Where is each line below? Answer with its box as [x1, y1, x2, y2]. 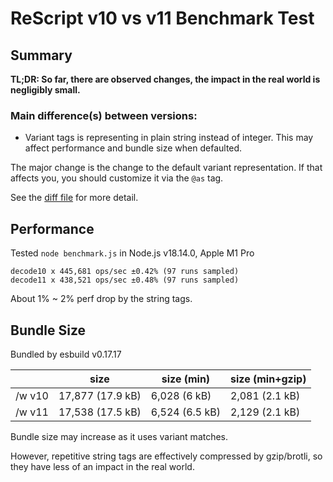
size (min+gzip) [230, 372, 307, 386]
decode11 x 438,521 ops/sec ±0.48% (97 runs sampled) [10, 275, 240, 286]
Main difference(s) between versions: [10, 108, 198, 122]
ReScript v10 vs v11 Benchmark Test [10, 7, 315, 30]
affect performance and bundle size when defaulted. [24, 142, 243, 154]
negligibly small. [10, 84, 81, 96]
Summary [10, 47, 73, 64]
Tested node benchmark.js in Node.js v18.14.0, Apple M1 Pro [10, 247, 255, 259]
